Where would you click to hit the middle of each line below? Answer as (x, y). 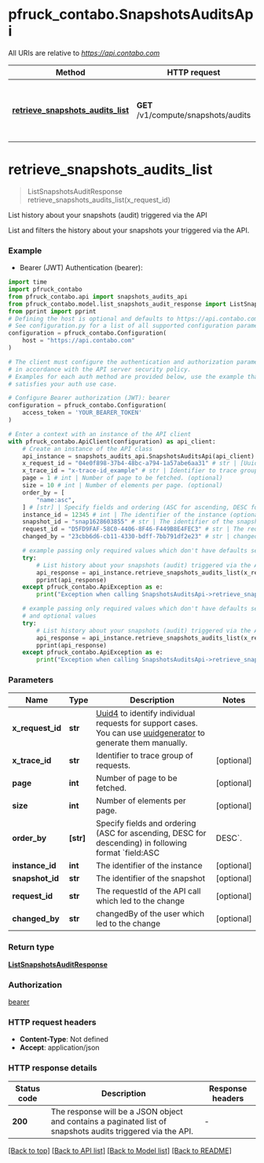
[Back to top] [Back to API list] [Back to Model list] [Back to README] (120, 1150)
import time (27, 282)
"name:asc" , (56, 500)
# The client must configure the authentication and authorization (121, 362)
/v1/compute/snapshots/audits (194, 115)
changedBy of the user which (150, 914)
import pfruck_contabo (45, 290)
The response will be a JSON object (117, 1111)
